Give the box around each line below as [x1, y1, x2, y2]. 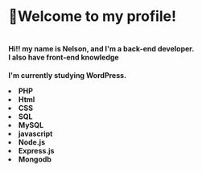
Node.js [19, 137, 46, 147]
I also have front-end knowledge [8, 52, 119, 62]
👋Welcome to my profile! [8, 7, 177, 26]
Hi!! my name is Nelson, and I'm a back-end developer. [8, 43, 195, 53]
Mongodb [19, 154, 52, 164]
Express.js [19, 146, 55, 156]
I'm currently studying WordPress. [8, 71, 127, 80]
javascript [19, 129, 53, 139]
